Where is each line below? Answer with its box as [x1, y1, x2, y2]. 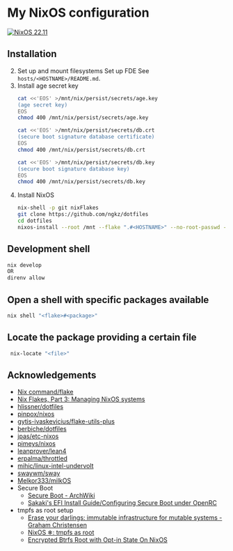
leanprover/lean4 [17, 447, 67, 456]
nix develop [7, 261, 42, 269]
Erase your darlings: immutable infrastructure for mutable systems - [27, 513, 223, 522]
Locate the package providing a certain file [7, 332, 197, 343]
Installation [7, 48, 57, 60]
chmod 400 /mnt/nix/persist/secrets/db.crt [17, 146, 146, 153]
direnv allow [7, 274, 45, 281]
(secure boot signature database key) [17, 165, 130, 172]
